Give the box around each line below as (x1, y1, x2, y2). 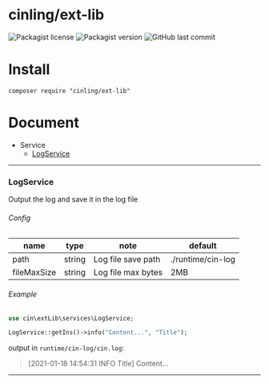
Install (8, 60, 50, 79)
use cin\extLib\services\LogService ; (8, 314, 134, 322)
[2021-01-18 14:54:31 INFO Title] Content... (27, 359, 169, 369)
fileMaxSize (12, 267, 57, 278)
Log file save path (93, 254, 161, 265)
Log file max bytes (93, 267, 163, 278)
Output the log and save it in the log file (8, 194, 139, 204)
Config (8, 213, 31, 223)
